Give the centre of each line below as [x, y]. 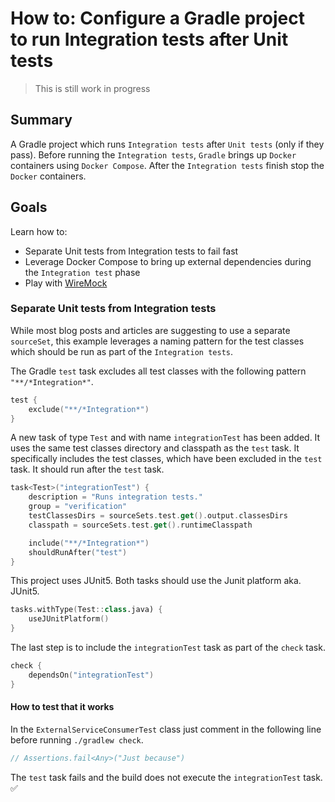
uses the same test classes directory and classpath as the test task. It [155, 448]
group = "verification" [78, 507]
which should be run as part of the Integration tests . [121, 351]
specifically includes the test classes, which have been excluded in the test [166, 459]
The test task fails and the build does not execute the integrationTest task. [166, 777]
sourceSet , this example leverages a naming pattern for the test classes [157, 341]
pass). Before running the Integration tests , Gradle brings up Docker [153, 154]
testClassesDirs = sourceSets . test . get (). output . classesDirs [158, 516]
